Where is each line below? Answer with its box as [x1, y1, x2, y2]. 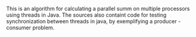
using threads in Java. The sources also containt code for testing [6, 11, 167, 18]
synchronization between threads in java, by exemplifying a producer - [6, 18, 181, 24]
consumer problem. [6, 24, 55, 31]
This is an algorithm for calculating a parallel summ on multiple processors [6, 5, 190, 12]
